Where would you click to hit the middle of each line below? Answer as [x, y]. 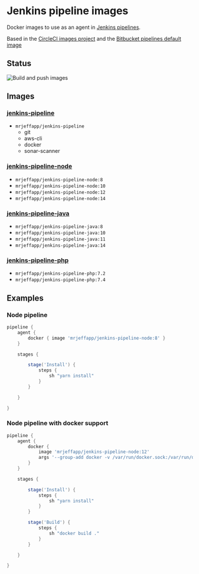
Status [19, 63]
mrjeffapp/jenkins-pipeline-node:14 [60, 198]
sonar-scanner [42, 151]
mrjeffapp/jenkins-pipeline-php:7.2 [60, 274]
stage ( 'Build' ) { [49, 523]
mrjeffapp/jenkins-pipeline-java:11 [60, 239]
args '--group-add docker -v [74, 458]
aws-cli [33, 138]
